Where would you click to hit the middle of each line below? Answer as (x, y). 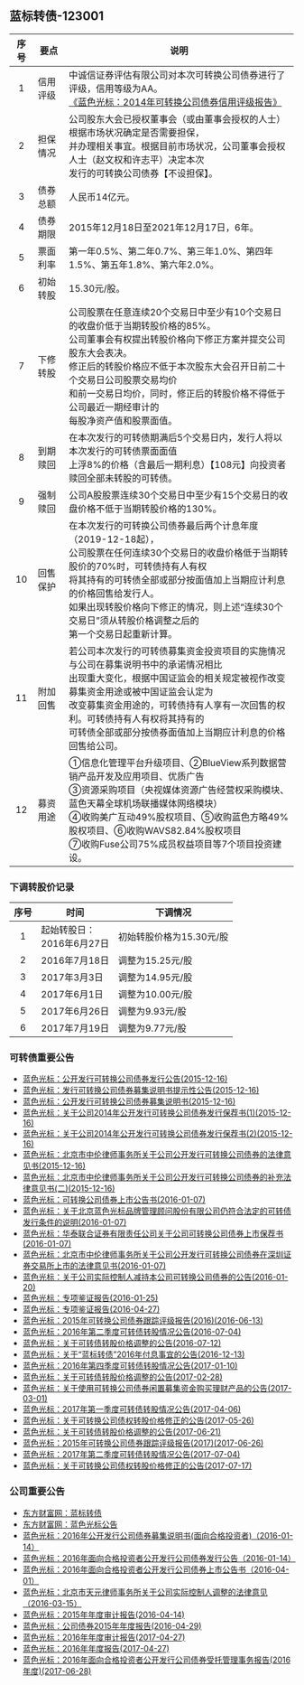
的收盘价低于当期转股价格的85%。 (143, 325)
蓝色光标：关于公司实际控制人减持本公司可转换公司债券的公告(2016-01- (155, 1278)
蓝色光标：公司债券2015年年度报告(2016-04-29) (112, 1625)
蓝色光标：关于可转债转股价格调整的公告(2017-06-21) (122, 1432)
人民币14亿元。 (102, 197)
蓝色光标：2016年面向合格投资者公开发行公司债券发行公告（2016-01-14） (159, 1558)
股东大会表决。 (101, 352)
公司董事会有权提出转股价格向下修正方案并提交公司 (177, 339)
